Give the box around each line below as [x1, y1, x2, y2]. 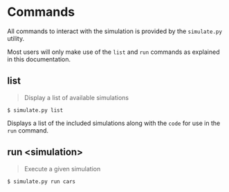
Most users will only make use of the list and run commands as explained [7, 48, 220, 56]
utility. [7, 34, 25, 42]
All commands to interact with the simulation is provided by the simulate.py [7, 27, 223, 35]
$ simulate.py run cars [7, 177, 76, 185]
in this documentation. [7, 55, 71, 63]
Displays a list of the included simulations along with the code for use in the [7, 119, 221, 127]
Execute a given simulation [24, 164, 101, 173]
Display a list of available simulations [24, 93, 129, 102]
